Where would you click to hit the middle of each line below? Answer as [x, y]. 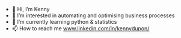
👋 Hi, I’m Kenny [31, 9]
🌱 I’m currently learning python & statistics [64, 22]
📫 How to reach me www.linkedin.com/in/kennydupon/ [81, 28]
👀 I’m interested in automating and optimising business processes [93, 15]
